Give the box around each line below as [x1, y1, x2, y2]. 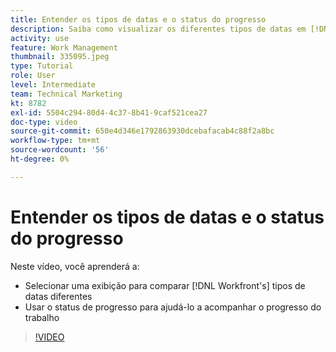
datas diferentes [24, 290, 93, 302]
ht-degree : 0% [10, 154, 70, 164]
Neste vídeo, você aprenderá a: [10, 260, 140, 272]
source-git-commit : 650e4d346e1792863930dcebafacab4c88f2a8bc [10, 126, 275, 136]
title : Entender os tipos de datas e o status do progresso [10, 14, 267, 25]
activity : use [10, 33, 70, 43]
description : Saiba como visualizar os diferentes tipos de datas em [10, 24, 307, 34]
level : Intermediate [10, 80, 97, 90]
